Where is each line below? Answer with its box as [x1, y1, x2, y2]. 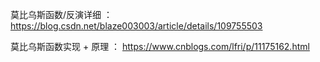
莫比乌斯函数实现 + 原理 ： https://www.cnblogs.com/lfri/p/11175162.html [10, 41, 310, 52]
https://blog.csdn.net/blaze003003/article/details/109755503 [10, 20, 263, 32]
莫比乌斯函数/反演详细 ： [10, 9, 113, 20]
